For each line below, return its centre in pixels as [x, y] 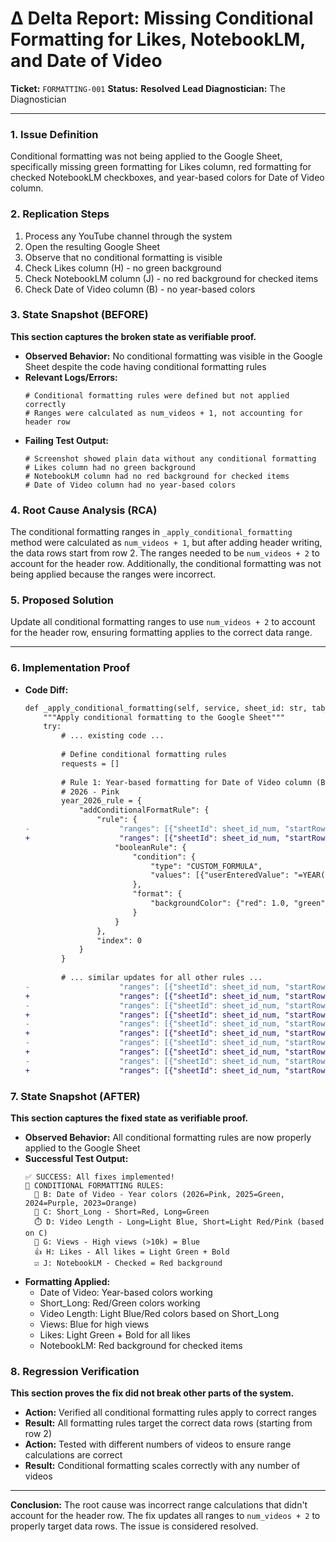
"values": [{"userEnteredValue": [220, 875]
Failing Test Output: [67, 440]
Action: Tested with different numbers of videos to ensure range [158, 1444]
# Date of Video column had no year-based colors [130, 485]
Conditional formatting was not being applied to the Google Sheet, [146, 156]
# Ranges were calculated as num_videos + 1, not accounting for [163, 413]
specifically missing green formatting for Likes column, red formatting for [161, 167]
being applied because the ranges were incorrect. [113, 574]
